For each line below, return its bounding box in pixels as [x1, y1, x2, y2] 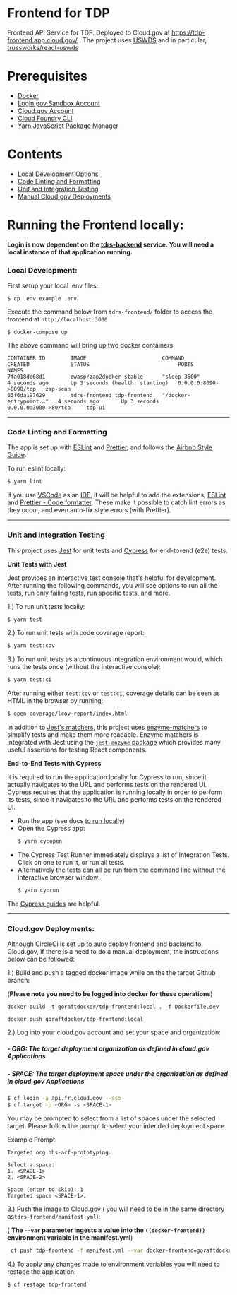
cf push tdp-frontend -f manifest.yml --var [10, 1247, 143, 1255]
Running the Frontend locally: [7, 217, 185, 232]
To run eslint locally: [7, 464, 66, 473]
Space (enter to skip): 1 [7, 1186, 83, 1193]
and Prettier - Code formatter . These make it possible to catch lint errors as [7, 498, 226, 507]
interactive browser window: [17, 873, 101, 881]
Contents [7, 146, 63, 162]
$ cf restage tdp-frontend [7, 1281, 87, 1289]
